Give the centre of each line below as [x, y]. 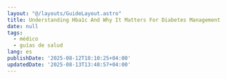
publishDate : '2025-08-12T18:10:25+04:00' [69, 58]
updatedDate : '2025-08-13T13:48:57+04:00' [69, 65]
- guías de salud [38, 45]
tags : [15, 33]
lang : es [20, 52]
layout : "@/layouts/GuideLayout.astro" [65, 13]
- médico [26, 39]
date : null [23, 26]
